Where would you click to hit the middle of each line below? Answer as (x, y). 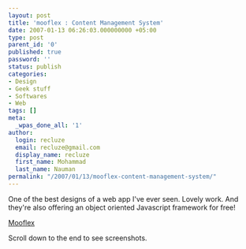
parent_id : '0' (33, 45)
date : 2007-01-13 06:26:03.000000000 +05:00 (82, 30)
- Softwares (28, 96)
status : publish (35, 67)
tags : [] (22, 111)
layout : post (30, 15)
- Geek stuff (30, 89)
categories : (28, 74)
